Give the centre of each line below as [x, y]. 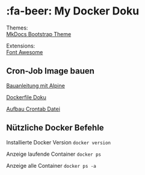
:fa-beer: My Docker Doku [73, 11]
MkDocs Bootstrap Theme [39, 34]
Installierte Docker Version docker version [59, 142]
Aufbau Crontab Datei [33, 109]
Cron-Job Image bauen [51, 71]
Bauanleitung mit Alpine [35, 85]
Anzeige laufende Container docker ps [54, 154]
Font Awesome [25, 52]
